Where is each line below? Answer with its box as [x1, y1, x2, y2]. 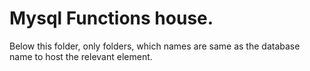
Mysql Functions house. [9, 7, 214, 30]
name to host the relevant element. [9, 50, 153, 62]
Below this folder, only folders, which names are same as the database [9, 40, 301, 52]
